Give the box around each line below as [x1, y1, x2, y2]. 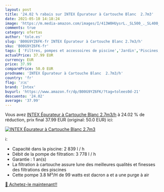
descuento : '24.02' [5, 94, 45, 98]
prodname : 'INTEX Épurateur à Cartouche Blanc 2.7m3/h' [5, 71, 123, 76]
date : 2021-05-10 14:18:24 [5, 16, 60, 21]
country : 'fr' [5, 75, 34, 80]
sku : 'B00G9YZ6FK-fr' [5, 44, 49, 48]
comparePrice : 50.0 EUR [5, 67, 54, 72]
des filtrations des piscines [12, 167, 67, 173]
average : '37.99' [5, 98, 41, 103]
